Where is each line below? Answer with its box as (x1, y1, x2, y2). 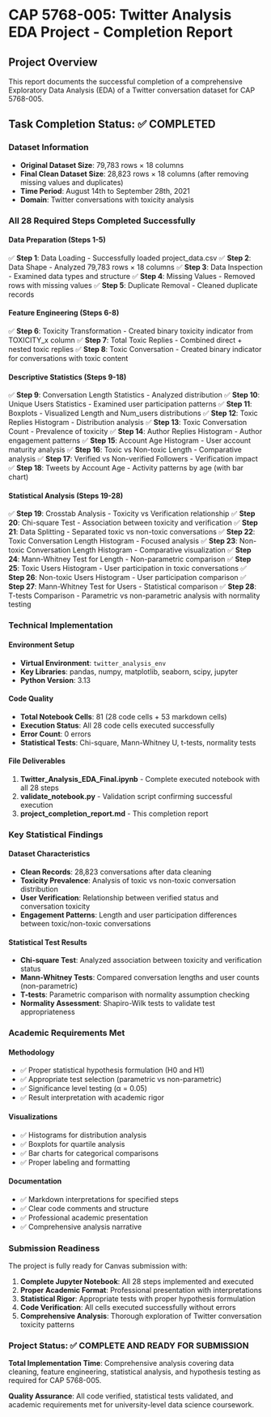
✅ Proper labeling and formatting (19, 1157, 131, 1167)
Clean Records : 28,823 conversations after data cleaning (19, 867, 212, 877)
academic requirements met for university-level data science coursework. (8, 1400, 255, 1410)
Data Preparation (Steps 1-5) (8, 235, 107, 245)
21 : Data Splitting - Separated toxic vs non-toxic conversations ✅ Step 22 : (8, 527, 256, 537)
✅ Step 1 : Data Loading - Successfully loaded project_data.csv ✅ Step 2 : (8, 253, 252, 263)
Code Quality (8, 693, 54, 703)
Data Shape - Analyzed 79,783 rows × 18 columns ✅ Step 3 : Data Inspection (8, 262, 263, 272)
